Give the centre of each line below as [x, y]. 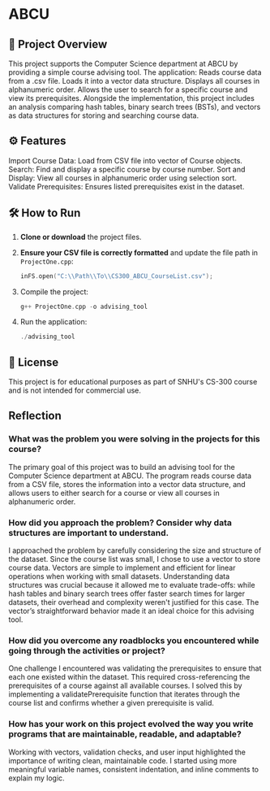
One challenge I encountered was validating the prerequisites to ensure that [135, 668]
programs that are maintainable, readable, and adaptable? [125, 734]
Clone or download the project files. [81, 237]
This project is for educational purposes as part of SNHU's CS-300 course [133, 382]
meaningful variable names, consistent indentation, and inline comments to [134, 769]
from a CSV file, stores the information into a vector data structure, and [127, 484]
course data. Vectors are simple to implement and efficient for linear [122, 568]
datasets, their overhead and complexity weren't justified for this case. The [134, 602]
